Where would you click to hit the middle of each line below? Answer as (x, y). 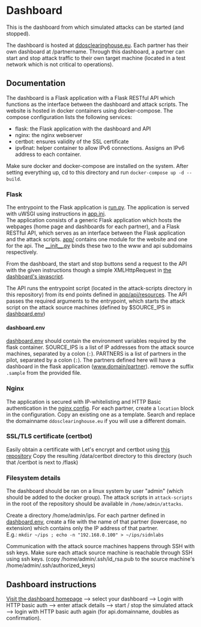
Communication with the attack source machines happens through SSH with (100, 546)
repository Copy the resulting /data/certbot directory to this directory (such (99, 456)
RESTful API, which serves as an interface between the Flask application (96, 233)
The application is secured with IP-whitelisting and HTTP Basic (84, 401)
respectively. (22, 252)
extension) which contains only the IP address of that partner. (82, 528)
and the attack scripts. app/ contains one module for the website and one (97, 239)
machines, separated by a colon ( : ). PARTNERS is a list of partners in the (96, 354)
